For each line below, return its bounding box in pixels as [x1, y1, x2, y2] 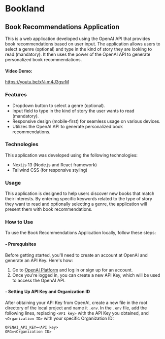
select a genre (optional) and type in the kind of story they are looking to [5, 46, 152, 52]
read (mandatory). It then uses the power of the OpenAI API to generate [5, 51, 151, 57]
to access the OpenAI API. [12, 277, 66, 283]
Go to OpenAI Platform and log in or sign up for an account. [12, 267, 133, 273]
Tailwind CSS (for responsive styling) [12, 167, 88, 173]
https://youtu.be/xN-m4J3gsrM [5, 79, 69, 85]
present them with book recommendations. [5, 206, 93, 212]
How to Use [5, 219, 33, 226]
